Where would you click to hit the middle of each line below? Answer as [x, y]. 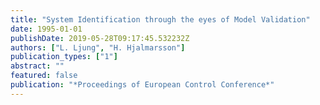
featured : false [44, 76]
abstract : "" [37, 66]
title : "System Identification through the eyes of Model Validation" [160, 19]
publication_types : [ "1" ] [64, 57]
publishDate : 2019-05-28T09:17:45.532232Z [100, 38]
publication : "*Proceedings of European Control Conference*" [142, 85]
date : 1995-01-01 [46, 29]
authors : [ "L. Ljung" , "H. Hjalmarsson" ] [98, 47]
